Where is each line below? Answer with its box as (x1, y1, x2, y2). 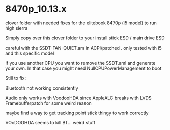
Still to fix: (5, 75, 26, 81)
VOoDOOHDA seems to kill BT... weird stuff (5, 119, 96, 125)
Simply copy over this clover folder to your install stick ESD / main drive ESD (5, 35, 165, 41)
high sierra (5, 25, 28, 31)
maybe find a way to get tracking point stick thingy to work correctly (5, 110, 149, 116)
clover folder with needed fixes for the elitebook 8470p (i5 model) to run (5, 20, 157, 26)
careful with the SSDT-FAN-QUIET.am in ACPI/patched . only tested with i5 (5, 45, 162, 51)
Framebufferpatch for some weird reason (5, 100, 92, 106)
